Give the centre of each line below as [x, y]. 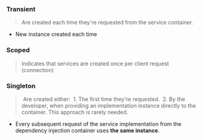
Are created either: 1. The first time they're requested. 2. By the [104, 99]
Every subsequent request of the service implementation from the [98, 123]
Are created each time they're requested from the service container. [107, 23]
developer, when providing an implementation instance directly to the [109, 105]
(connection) [37, 70]
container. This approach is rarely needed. [75, 112]
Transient [21, 9]
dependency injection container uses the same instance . [88, 130]
